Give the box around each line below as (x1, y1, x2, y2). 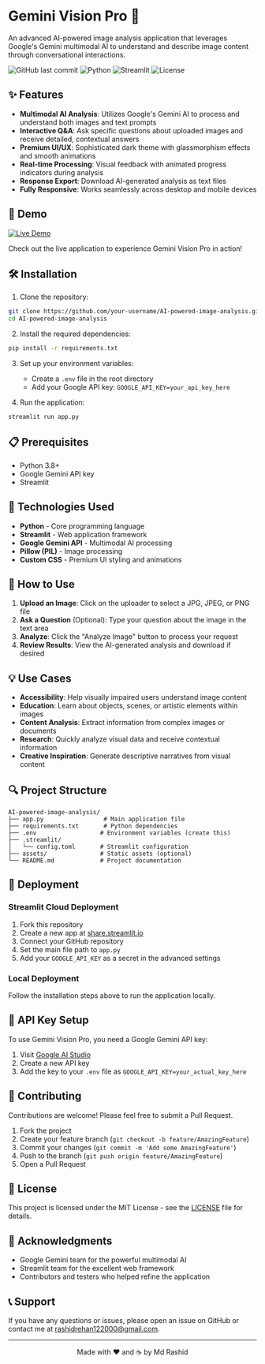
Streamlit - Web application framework (19, 529, 147, 539)
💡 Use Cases (8, 671, 73, 685)
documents (19, 726, 57, 736)
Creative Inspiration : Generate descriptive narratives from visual (19, 751, 231, 760)
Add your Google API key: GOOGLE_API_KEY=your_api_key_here (31, 383, 230, 391)
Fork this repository (19, 919, 84, 929)
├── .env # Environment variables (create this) (8, 828, 231, 837)
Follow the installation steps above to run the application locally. (8, 990, 216, 1000)
